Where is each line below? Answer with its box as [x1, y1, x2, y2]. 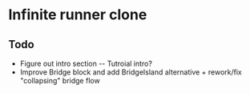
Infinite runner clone [8, 6, 147, 24]
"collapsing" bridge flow [19, 76, 100, 85]
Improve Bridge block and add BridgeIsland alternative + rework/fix [19, 67, 243, 77]
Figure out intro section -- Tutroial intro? [19, 59, 152, 68]
